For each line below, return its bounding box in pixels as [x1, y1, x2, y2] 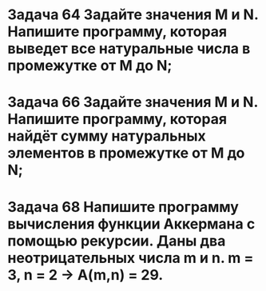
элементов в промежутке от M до [7, 144, 245, 162]
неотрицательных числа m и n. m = [7, 249, 254, 267]
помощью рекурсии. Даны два [7, 232, 226, 249]
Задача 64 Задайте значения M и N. [7, 6, 259, 24]
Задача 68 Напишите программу [7, 197, 239, 216]
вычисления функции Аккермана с [7, 214, 256, 233]
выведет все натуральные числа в [7, 40, 251, 58]
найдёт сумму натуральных [7, 127, 206, 145]
